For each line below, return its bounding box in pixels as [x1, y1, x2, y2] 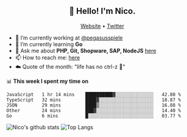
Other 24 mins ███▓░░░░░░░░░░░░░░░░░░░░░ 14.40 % [6, 107, 182, 113]
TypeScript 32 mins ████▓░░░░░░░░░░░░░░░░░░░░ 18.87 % [6, 97, 182, 103]
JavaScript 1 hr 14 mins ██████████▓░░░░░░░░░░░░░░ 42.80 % [6, 91, 182, 97]
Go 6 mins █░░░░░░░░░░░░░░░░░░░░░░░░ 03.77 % [6, 113, 182, 119]
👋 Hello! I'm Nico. [69, 6, 136, 16]
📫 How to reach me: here [15, 54, 80, 61]
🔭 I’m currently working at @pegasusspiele [15, 34, 123, 41]
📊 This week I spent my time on [6, 77, 89, 85]
